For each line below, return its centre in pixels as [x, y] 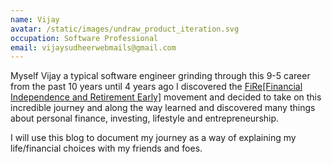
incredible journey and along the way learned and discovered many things [163, 108]
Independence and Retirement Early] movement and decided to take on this [166, 97]
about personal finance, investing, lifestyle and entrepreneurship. [145, 118]
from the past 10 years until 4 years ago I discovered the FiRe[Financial [156, 87]
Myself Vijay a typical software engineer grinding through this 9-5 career [160, 76]
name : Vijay [35, 19]
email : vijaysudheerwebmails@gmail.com [93, 47]
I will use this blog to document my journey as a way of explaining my [153, 138]
